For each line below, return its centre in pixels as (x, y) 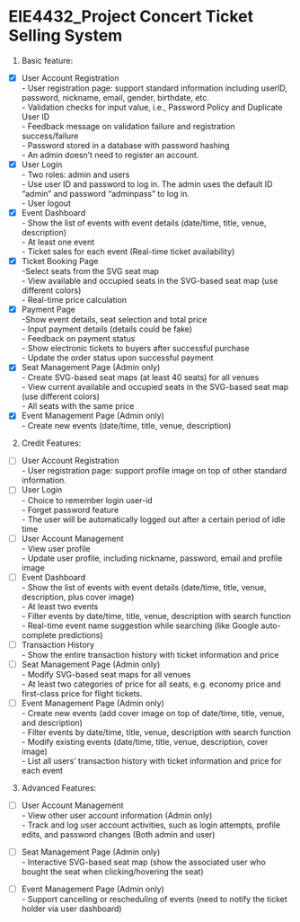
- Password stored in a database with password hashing (125, 145)
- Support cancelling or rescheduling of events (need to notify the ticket (154, 899)
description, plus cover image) (78, 597)
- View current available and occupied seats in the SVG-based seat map (155, 387)
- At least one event (58, 242)
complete (39, 634)
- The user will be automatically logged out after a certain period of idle (153, 519)
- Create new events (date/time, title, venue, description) (126, 426)
